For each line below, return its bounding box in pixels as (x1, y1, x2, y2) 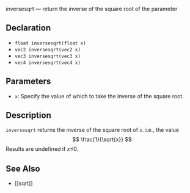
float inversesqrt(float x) (14, 40, 86, 46)
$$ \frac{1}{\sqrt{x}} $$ (72, 136, 132, 143)
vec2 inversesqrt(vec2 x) (14, 46, 81, 53)
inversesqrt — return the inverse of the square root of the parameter (5, 5, 178, 12)
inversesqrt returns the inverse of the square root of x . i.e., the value (5, 126, 180, 134)
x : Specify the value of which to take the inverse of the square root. (14, 92, 185, 100)
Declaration (5, 23, 51, 33)
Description (5, 110, 51, 121)
